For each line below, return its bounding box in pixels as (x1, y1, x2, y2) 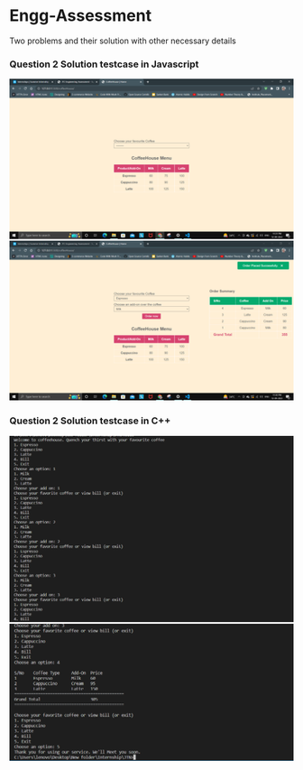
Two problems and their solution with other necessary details (9, 35, 236, 46)
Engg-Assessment (9, 5, 151, 26)
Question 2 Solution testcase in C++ (9, 414, 171, 427)
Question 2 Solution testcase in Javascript (9, 58, 199, 70)
